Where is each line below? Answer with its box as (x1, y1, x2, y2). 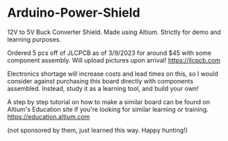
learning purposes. (7, 35, 61, 43)
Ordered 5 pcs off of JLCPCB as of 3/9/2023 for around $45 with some (7, 49, 212, 57)
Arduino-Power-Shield (7, 5, 140, 21)
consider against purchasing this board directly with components (7, 76, 193, 85)
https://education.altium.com (7, 113, 90, 121)
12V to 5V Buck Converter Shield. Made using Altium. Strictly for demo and (7, 28, 221, 36)
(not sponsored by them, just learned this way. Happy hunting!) (7, 126, 188, 134)
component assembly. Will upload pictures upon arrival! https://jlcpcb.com (7, 56, 221, 64)
